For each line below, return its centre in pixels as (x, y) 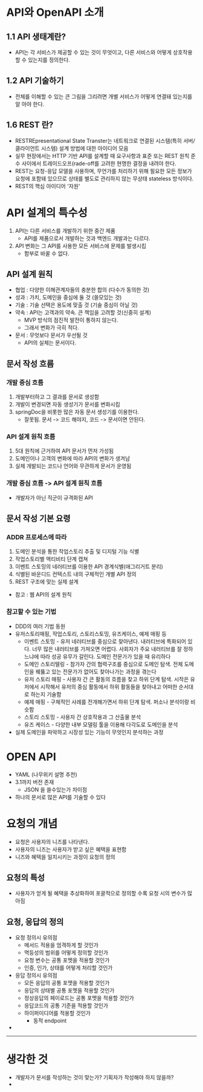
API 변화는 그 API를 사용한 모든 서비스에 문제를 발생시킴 (81, 246)
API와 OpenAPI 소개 (55, 12)
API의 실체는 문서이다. (50, 343)
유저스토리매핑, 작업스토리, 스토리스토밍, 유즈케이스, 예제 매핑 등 (91, 633)
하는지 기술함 (46, 694)
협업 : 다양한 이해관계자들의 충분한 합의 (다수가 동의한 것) (82, 290)
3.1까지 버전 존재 (34, 782)
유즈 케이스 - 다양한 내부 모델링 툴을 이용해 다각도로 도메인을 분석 (101, 724)
